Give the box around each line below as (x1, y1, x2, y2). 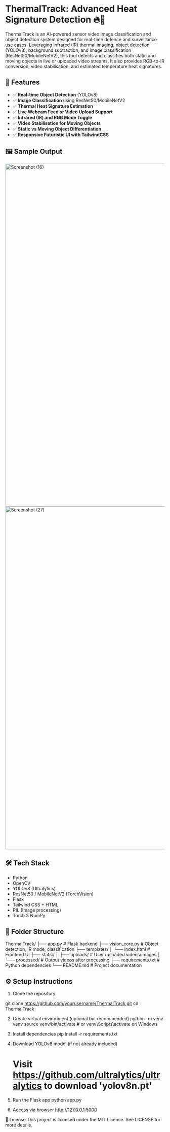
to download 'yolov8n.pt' (44, 1080, 152, 1092)
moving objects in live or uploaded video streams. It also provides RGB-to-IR (5, 58, 165, 64)
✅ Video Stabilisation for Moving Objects (12, 120, 101, 126)
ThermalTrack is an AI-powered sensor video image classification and (5, 31, 151, 37)
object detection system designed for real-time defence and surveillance (5, 36, 157, 42)
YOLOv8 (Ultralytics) (12, 886, 56, 892)
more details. (5, 1122, 33, 1128)
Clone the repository (12, 991, 56, 996)
